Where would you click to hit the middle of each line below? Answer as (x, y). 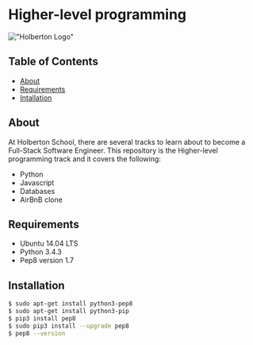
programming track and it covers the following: (84, 159)
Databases (37, 191)
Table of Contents (54, 62)
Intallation (36, 98)
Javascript (37, 182)
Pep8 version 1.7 (46, 261)
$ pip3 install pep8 (42, 318)
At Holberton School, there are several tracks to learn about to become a (127, 141)
